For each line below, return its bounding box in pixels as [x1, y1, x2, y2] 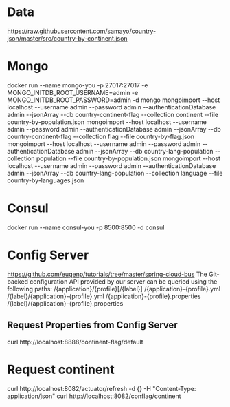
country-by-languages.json [7, 176, 84, 185]
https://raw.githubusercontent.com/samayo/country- [7, 27, 157, 35]
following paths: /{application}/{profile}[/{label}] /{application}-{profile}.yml [7, 284, 221, 293]
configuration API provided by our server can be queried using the [30, 277, 218, 286]
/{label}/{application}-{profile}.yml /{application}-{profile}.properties [7, 292, 201, 300]
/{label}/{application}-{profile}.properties [7, 299, 124, 307]
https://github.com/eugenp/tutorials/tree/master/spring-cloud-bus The [7, 270, 207, 278]
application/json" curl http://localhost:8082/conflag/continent [7, 392, 181, 400]
